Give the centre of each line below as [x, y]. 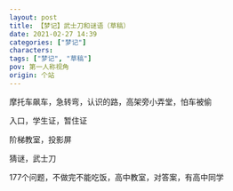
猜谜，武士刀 [32, 158]
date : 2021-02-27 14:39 [53, 34]
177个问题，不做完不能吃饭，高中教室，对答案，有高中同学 [116, 177]
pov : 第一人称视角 [39, 68]
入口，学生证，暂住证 [48, 120]
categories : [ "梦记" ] [48, 42]
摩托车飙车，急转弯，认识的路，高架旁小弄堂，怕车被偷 [110, 101]
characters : [31, 51]
